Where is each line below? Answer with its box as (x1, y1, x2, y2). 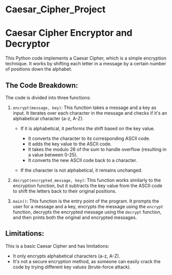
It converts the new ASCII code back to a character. (28, 157, 138, 163)
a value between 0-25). (28, 152, 78, 158)
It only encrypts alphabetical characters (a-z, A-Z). (12, 253, 121, 259)
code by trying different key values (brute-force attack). (12, 264, 131, 270)
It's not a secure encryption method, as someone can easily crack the (12, 258, 161, 264)
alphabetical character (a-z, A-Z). (12, 115, 84, 121)
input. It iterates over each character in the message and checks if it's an (12, 109, 167, 116)
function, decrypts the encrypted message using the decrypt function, (12, 209, 162, 215)
